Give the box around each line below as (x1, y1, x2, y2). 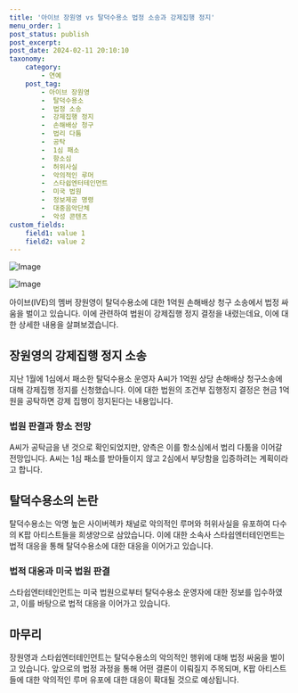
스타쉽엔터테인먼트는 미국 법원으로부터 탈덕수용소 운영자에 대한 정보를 (9, 587, 252, 598)
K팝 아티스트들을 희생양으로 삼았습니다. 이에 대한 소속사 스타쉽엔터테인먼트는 (18, 530, 286, 540)
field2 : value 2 (25, 237, 86, 246)
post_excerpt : (9, 37, 62, 47)
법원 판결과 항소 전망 (9, 420, 92, 433)
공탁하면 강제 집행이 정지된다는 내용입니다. (25, 396, 173, 407)
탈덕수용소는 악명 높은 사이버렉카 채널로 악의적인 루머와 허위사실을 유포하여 (9, 518, 271, 529)
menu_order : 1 (9, 21, 62, 30)
